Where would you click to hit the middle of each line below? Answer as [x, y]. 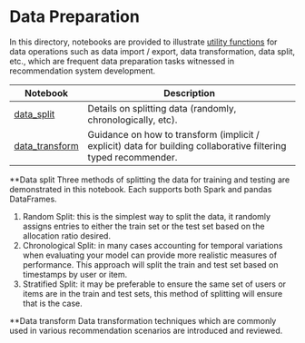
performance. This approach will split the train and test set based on [150, 264]
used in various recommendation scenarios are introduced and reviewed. [146, 330]
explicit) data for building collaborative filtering [187, 145]
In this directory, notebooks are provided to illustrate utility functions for [143, 42]
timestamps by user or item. [75, 274]
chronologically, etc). [133, 120]
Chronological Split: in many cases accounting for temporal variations [152, 245]
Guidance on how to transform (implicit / [174, 134]
